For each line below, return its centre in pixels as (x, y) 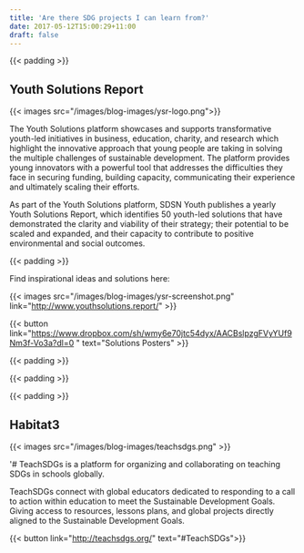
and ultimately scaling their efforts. (75, 187)
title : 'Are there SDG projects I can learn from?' (109, 18)
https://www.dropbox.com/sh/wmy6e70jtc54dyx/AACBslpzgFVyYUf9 (162, 333)
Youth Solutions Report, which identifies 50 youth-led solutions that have (146, 214)
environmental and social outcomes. (77, 243)
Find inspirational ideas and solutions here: (90, 279)
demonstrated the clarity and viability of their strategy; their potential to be (149, 224)
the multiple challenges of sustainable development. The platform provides (150, 158)
